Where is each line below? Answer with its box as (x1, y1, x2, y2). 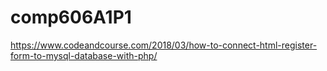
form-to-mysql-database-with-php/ (10, 49, 158, 61)
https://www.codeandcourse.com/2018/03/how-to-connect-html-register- (10, 39, 318, 51)
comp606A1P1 (10, 6, 132, 29)
